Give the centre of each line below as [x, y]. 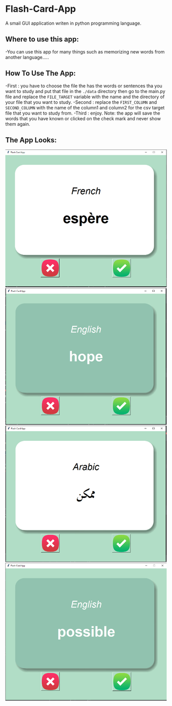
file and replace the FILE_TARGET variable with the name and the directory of [85, 97]
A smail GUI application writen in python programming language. [73, 23]
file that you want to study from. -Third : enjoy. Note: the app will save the [83, 113]
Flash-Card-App [41, 9]
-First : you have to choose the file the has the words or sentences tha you [84, 86]
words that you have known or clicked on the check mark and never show [83, 118]
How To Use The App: [40, 73]
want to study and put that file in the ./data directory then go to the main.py [85, 91]
